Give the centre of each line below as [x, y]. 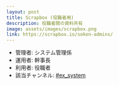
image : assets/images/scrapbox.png [52, 29]
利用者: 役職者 [33, 68]
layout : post [23, 12]
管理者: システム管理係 [43, 53]
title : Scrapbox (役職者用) [40, 18]
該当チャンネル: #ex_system [50, 75]
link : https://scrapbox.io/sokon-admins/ [60, 35]
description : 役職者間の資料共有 [45, 23]
